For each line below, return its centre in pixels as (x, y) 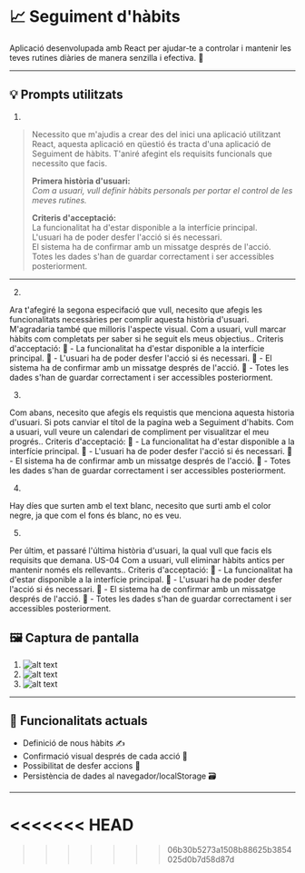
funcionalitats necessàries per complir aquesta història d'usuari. (129, 319)
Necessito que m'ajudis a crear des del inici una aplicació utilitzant (156, 134)
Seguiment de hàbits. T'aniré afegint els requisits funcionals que (152, 154)
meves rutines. (59, 200)
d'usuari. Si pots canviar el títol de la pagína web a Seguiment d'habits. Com (152, 422)
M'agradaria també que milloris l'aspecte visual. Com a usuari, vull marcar (148, 329)
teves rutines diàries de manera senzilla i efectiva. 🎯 (107, 57)
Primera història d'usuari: (81, 181)
